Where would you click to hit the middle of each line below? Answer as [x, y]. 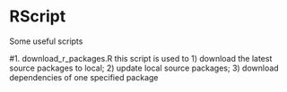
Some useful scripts [46, 41]
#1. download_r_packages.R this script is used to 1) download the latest [141, 58]
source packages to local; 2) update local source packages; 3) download [144, 68]
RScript [38, 17]
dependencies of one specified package [84, 77]
